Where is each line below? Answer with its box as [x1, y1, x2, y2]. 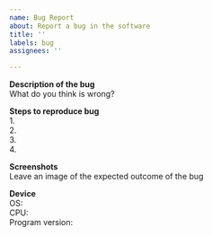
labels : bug [9, 38, 54, 48]
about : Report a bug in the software [9, 22, 151, 31]
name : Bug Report [9, 13, 75, 22]
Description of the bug [9, 79, 95, 90]
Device [9, 188, 36, 199]
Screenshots [9, 162, 58, 172]
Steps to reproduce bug [9, 106, 100, 117]
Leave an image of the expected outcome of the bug [9, 171, 204, 182]
